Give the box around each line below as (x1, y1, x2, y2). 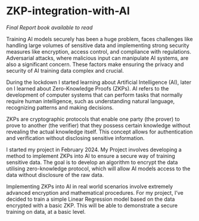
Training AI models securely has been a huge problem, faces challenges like (6, 35, 194, 42)
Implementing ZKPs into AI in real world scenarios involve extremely (6, 183, 173, 190)
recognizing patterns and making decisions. (6, 104, 114, 111)
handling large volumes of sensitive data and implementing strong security (6, 42, 189, 49)
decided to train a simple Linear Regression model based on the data (6, 195, 175, 203)
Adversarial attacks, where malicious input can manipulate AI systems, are (6, 54, 189, 61)
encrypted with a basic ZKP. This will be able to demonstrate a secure (6, 201, 178, 209)
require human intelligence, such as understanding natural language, (6, 97, 175, 105)
